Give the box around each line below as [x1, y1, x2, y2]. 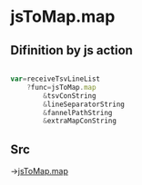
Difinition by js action [10, 43, 133, 58]
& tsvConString [43, 91, 96, 101]
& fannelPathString [43, 108, 113, 117]
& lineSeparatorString [43, 100, 126, 109]
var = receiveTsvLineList [10, 74, 101, 83]
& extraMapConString [43, 116, 117, 126]
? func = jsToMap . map [26, 83, 96, 92]
